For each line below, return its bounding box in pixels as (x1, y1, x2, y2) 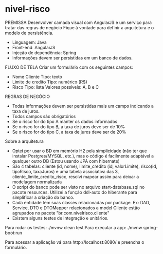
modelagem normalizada (12, 179, 62, 185)
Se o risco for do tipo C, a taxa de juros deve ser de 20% (12, 129, 127, 135)
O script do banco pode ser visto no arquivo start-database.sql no (12, 184, 145, 190)
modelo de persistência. (5, 30, 54, 36)
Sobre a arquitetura (5, 138, 44, 144)
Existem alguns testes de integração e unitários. (12, 215, 109, 221)
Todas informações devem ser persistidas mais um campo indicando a (12, 103, 154, 109)
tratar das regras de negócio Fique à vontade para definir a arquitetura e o (5, 24, 154, 30)
